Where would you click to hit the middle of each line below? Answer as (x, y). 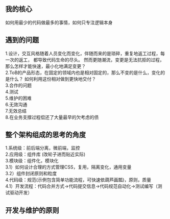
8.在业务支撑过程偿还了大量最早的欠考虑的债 (52, 117)
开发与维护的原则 (32, 210)
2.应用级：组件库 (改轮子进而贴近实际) (45, 154)
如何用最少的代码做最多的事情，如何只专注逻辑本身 (59, 22)
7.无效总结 (16, 111)
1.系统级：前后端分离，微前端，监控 (43, 148)
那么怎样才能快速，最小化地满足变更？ (45, 66)
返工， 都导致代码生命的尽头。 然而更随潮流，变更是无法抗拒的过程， (91, 60)
